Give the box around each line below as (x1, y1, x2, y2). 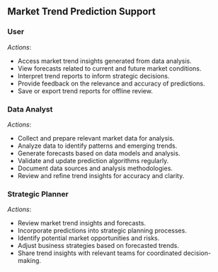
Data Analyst (7, 104, 53, 114)
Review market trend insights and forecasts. (17, 219, 147, 227)
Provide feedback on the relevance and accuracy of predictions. (17, 79, 205, 88)
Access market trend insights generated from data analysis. (17, 57, 193, 65)
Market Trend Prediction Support (7, 6, 156, 18)
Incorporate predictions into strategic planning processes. (17, 226, 188, 235)
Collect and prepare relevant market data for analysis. (17, 134, 175, 142)
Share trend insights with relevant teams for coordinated (17, 249, 182, 257)
